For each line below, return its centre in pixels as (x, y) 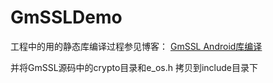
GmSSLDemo (66, 17)
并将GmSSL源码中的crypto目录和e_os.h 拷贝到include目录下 (134, 67)
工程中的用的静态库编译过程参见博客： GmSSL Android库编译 (136, 46)
